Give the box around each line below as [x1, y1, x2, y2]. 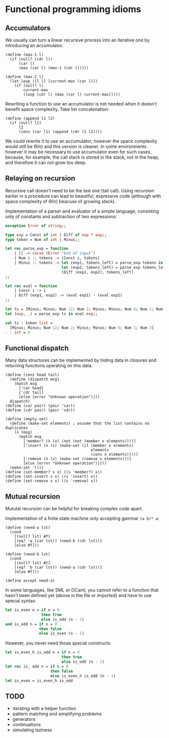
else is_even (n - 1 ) [39, 631, 84, 636]
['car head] [18, 385, 44, 391]
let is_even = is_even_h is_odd [5, 678, 73, 683]
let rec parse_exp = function [5, 246, 69, 251]
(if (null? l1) [10, 120, 42, 125]
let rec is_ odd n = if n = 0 [5, 664, 69, 669]
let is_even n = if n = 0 [5, 608, 59, 613]
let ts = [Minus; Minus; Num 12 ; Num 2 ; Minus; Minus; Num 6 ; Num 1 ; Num [5, 307, 163, 312]
